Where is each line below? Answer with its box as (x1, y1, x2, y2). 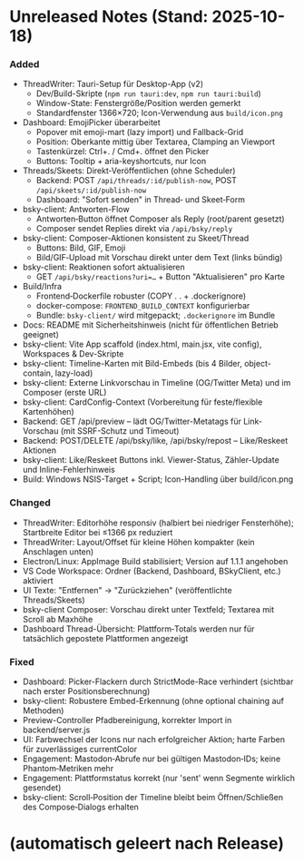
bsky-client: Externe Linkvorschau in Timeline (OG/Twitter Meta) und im (22, 377, 291, 388)
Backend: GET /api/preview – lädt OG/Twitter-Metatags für (22, 416, 242, 427)
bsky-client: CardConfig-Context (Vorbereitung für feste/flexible (22, 397, 263, 407)
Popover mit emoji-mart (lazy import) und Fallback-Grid (35, 127, 243, 138)
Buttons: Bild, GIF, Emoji (35, 242, 126, 253)
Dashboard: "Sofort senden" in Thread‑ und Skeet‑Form (35, 194, 245, 205)
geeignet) (22, 329, 59, 340)
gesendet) (22, 782, 62, 793)
